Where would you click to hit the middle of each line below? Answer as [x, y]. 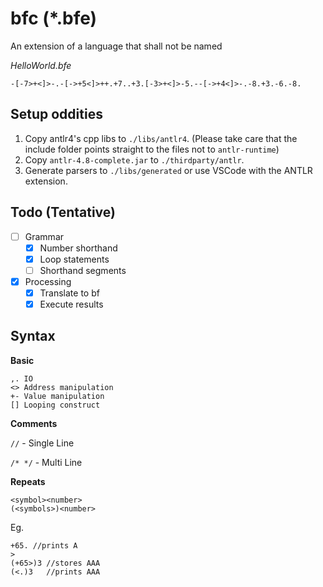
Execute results [71, 304]
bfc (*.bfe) [54, 18]
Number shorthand [78, 248]
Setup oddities [56, 114]
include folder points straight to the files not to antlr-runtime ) [152, 149]
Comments [34, 423]
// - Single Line [42, 443]
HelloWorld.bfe [41, 65]
